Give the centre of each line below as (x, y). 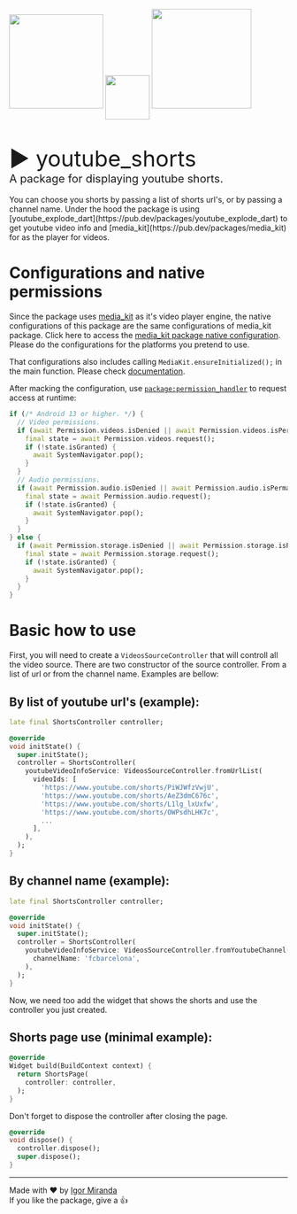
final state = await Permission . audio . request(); (118, 496)
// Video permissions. (59, 422)
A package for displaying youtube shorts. (116, 179)
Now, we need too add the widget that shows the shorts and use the (133, 1000)
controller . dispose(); (59, 1148)
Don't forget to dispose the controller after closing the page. (118, 1116)
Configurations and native (107, 273)
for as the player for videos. (60, 237)
